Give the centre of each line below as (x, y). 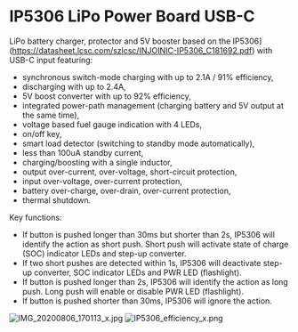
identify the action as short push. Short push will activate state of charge (155, 244)
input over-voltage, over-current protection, (102, 181)
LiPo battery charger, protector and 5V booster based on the (120, 41)
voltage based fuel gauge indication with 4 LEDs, (112, 124)
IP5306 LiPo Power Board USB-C (132, 16)
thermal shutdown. (56, 200)
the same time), (51, 115)
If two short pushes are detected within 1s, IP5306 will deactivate (141, 263)
